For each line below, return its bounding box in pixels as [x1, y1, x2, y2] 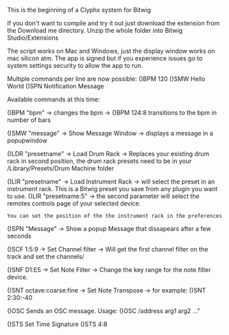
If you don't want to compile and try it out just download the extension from [7, 19, 220, 27]
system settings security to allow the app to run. [7, 62, 143, 69]
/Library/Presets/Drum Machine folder [7, 164, 114, 172]
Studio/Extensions [7, 34, 59, 42]
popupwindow [7, 136, 48, 145]
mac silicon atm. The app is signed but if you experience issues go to [7, 54, 203, 62]
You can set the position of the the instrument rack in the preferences [7, 212, 223, 219]
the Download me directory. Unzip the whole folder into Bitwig [7, 27, 183, 34]
